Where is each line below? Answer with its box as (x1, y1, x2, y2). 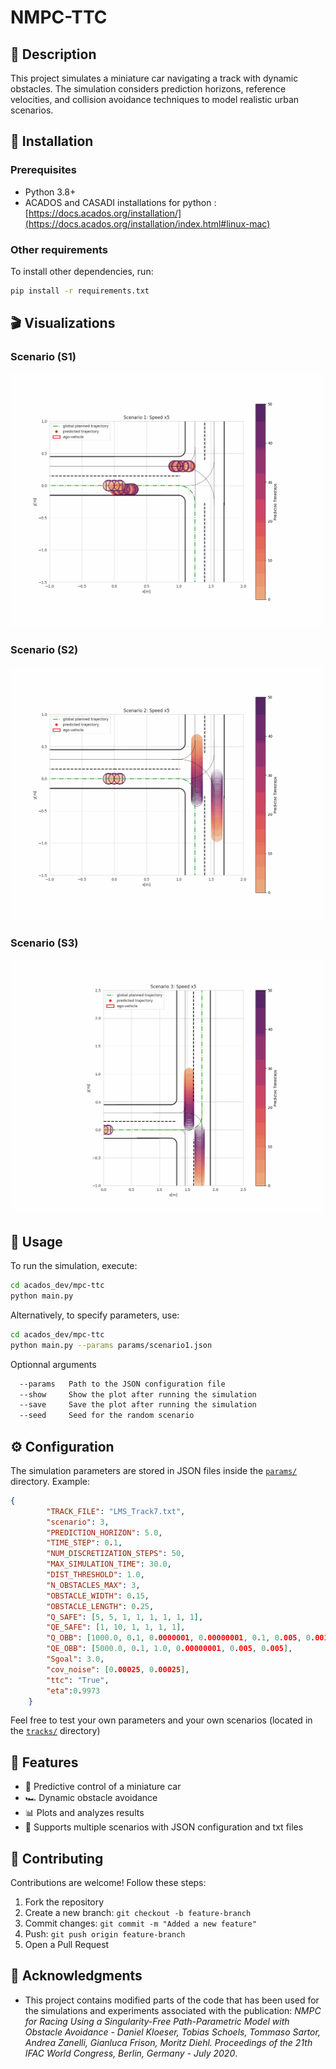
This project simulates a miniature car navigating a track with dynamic (10, 72, 299, 84)
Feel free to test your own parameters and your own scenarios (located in (10, 1714, 313, 1726)
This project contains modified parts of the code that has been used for (24, 1994, 320, 2006)
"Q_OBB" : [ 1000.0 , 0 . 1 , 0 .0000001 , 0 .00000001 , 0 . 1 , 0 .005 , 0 (46, 1633, 312, 1643)
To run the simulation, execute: (10, 1260, 138, 1272)
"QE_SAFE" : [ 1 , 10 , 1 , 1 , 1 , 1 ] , (46, 1622, 186, 1633)
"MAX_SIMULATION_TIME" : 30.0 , (46, 1559, 172, 1570)
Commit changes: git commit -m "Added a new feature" (24, 1917, 257, 1930)
